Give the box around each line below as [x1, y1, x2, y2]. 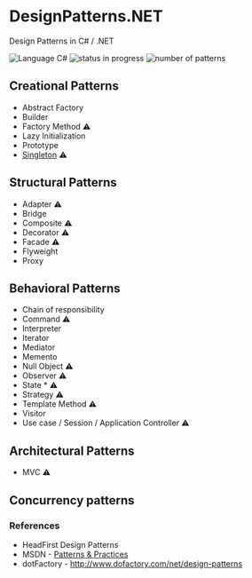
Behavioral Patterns [9, 281, 122, 296]
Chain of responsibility [21, 305, 105, 315]
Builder [21, 111, 49, 122]
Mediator [21, 342, 56, 352]
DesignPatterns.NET [9, 6, 164, 27]
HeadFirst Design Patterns [21, 539, 119, 550]
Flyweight [21, 246, 59, 257]
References [9, 519, 60, 532]
